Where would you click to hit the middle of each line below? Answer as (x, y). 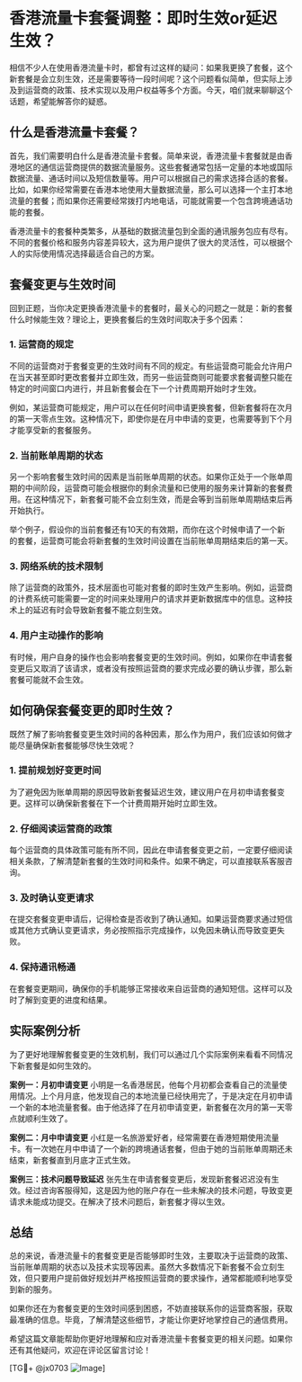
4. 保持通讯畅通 (43, 967)
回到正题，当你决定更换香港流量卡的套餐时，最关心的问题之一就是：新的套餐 (151, 308)
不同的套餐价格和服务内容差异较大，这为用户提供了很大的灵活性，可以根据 (147, 242)
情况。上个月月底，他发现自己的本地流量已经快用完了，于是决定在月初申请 (155, 1096)
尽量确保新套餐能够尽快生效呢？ (76, 745)
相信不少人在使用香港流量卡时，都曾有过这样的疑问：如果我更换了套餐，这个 (151, 67)
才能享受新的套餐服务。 (53, 430)
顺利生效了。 (49, 1118)
